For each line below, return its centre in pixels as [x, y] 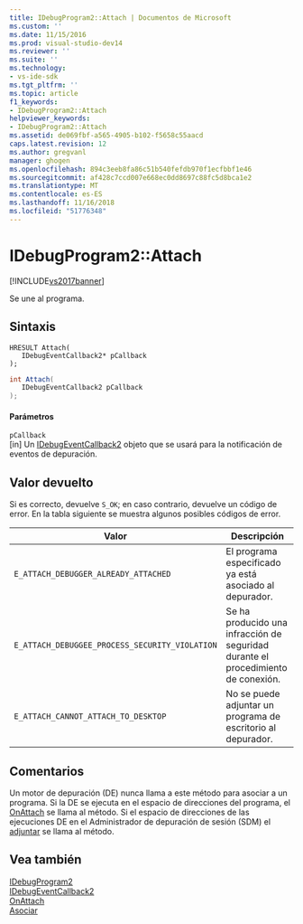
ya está [241, 574]
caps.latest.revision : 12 [58, 144]
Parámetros [32, 416]
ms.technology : [38, 69]
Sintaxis [33, 327]
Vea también [46, 860]
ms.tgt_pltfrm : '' [44, 85]
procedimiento [257, 668]
